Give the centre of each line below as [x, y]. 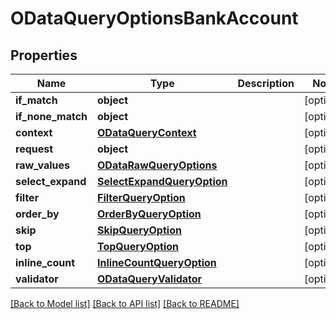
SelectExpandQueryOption [162, 181]
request [34, 149]
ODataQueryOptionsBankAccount [154, 18]
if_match [36, 100]
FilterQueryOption [141, 197]
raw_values [43, 165]
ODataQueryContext [147, 132]
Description [266, 83]
